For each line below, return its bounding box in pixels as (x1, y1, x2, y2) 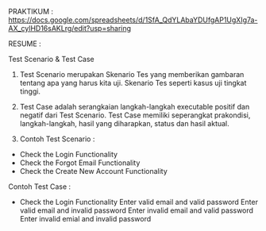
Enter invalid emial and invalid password (19, 214, 152, 223)
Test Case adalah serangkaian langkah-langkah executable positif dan (19, 102, 250, 111)
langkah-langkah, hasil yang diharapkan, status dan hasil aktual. (19, 119, 230, 128)
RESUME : (8, 39, 41, 48)
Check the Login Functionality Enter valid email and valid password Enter (19, 198, 258, 206)
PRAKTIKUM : (8, 7, 54, 16)
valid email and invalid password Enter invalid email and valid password (19, 206, 254, 215)
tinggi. (19, 87, 41, 96)
